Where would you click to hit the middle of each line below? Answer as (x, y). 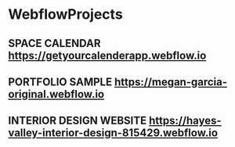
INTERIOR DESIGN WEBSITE (78, 121)
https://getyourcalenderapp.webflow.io (107, 55)
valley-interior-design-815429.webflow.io (113, 133)
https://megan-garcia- (171, 82)
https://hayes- (185, 121)
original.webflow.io (56, 94)
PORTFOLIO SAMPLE (60, 82)
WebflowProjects (65, 14)
